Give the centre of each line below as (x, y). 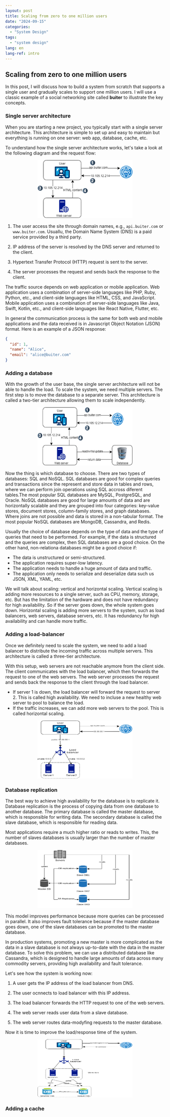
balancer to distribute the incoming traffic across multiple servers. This (79, 651)
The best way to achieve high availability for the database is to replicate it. (82, 801)
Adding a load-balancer (35, 634)
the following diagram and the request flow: (51, 153)
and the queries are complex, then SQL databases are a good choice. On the (85, 542)
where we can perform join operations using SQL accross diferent (74, 490)
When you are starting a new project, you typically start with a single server (84, 127)
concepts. (16, 103)
